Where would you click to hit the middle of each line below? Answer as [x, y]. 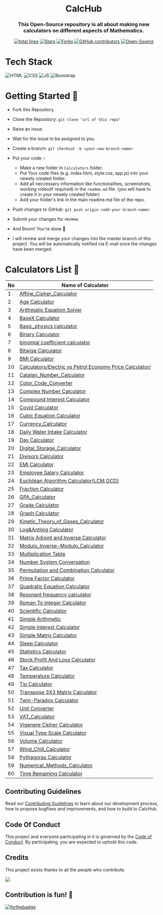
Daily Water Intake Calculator [54, 432]
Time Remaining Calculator [51, 774]
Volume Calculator [41, 741]
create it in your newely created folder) [60, 194]
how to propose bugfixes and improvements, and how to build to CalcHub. [81, 809]
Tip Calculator [36, 684]
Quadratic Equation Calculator [55, 587]
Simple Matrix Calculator [48, 635]
